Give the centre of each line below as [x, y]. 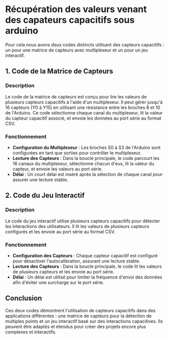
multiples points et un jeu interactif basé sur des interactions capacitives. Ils [84, 321]
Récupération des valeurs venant [76, 9]
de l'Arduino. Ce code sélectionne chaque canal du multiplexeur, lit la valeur [84, 112]
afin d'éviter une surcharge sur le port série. [58, 282]
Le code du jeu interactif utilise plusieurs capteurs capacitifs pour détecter [83, 221]
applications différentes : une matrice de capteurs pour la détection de [78, 316]
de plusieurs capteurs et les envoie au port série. [63, 271]
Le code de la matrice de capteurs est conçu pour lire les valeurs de [76, 96]
